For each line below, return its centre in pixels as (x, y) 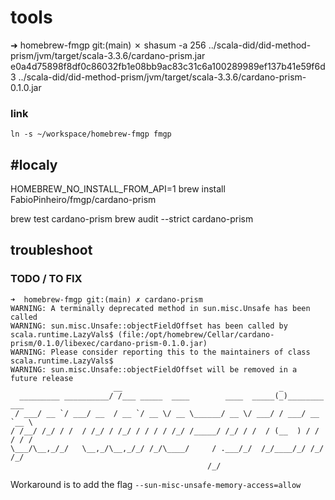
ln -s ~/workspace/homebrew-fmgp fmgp (91, 134)
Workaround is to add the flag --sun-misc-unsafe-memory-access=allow (156, 484)
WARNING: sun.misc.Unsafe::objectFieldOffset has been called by (149, 326)
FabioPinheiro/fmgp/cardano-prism (83, 200)
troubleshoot (51, 250)
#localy (34, 164)
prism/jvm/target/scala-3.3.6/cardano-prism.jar (108, 55)
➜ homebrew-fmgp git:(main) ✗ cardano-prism (106, 299)
